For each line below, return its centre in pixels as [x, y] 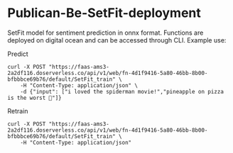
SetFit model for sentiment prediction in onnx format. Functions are [105, 33]
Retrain [18, 110]
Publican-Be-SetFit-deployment [104, 13]
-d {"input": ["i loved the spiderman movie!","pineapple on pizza [122, 91]
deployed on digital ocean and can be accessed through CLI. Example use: [117, 40]
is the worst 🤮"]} [34, 98]
